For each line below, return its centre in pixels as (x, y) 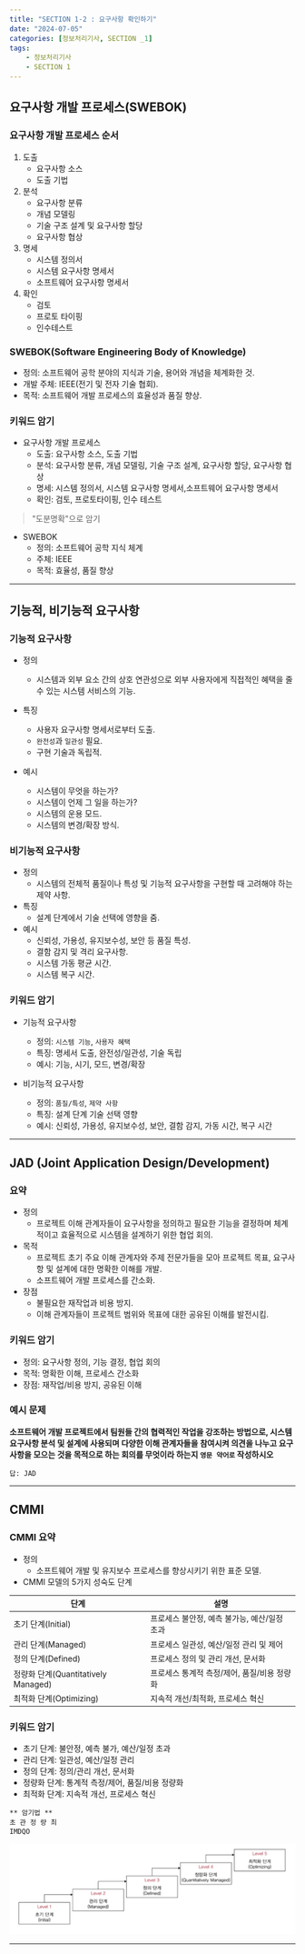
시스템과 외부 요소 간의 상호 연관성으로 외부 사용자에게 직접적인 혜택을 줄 (164, 679)
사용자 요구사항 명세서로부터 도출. (96, 729)
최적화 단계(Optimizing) (56, 1698)
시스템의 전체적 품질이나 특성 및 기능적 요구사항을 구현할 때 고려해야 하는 (164, 884)
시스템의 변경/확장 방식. (78, 825)
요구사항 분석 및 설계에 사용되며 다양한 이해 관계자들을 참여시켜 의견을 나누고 (143, 1443)
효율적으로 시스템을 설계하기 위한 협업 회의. (137, 1235)
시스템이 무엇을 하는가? (77, 790)
